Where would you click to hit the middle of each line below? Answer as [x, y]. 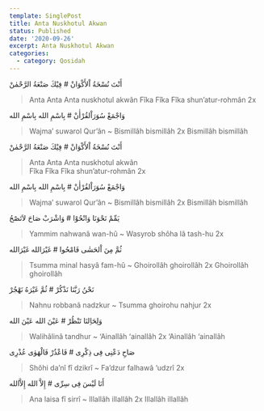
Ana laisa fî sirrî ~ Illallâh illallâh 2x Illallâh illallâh [109, 399]
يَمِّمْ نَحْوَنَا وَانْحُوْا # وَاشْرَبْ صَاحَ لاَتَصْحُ [65, 218]
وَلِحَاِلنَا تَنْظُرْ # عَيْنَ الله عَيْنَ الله [56, 320]
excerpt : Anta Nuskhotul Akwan [62, 46]
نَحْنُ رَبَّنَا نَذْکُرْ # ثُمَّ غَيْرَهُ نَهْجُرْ [52, 289]
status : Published [40, 31]
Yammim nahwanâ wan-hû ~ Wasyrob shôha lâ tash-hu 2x [126, 233]
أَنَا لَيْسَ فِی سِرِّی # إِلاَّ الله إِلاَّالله [57, 383]
